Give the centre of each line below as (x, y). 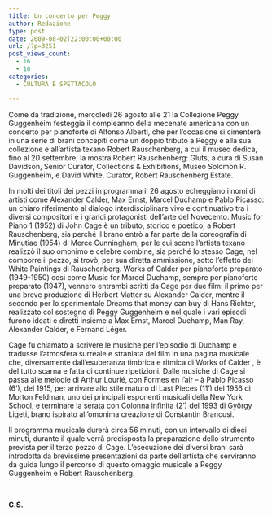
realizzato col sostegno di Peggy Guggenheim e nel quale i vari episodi (127, 312)
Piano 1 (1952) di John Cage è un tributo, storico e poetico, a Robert (122, 225)
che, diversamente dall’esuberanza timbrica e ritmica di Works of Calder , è (134, 362)
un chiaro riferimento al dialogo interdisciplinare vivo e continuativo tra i (129, 208)
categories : (29, 77)
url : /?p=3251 (33, 46)
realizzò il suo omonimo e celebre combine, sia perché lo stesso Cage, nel (133, 251)
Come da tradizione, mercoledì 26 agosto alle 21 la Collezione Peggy (123, 114)
